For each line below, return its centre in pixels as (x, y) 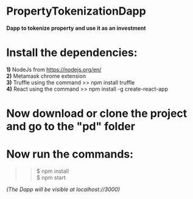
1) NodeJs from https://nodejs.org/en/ (54, 69)
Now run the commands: (70, 154)
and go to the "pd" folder (71, 127)
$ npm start (51, 177)
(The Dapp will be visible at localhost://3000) (63, 189)
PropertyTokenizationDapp (76, 11)
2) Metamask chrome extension (46, 76)
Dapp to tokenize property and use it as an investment (76, 28)
